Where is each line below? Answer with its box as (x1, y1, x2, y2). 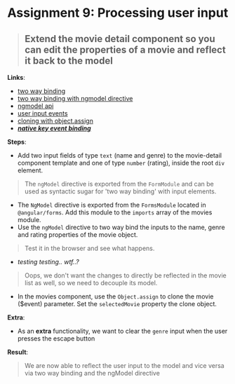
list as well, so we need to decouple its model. (24, 279, 158, 287)
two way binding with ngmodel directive (17, 95, 133, 102)
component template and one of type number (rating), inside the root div (17, 159, 225, 167)
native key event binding (17, 124, 91, 132)
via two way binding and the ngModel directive (24, 369, 160, 377)
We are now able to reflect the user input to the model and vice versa (24, 362, 224, 369)
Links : (7, 74, 26, 81)
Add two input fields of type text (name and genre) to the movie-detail (17, 151, 222, 159)
